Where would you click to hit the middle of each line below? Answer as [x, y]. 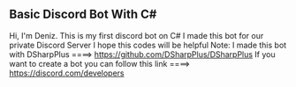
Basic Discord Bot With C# [83, 14]
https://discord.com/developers [67, 73]
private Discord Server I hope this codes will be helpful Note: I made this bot [148, 45]
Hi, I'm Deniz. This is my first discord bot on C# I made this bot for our [137, 35]
